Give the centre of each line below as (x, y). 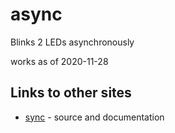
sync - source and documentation (94, 117)
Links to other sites (71, 93)
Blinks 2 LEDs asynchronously (72, 42)
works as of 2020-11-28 (59, 61)
